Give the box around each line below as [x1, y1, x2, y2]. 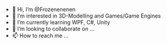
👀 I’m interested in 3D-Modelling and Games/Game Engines [12, 12, 161, 19]
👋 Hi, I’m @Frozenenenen [12, 6, 76, 13]
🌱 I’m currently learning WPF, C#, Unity [12, 19, 111, 26]
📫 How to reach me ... [12, 32, 69, 39]
